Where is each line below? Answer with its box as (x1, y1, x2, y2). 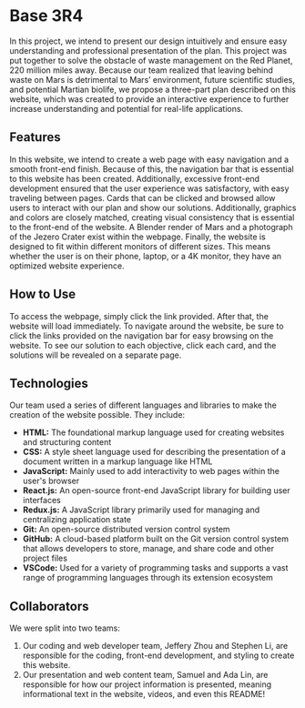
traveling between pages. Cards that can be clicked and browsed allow (9, 192, 276, 203)
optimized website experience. (9, 260, 125, 271)
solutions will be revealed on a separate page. (9, 349, 182, 360)
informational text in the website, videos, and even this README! (22, 689, 266, 700)
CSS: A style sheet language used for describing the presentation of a (22, 447, 287, 458)
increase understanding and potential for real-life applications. (9, 103, 244, 114)
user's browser (22, 475, 80, 487)
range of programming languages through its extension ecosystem (22, 572, 273, 583)
